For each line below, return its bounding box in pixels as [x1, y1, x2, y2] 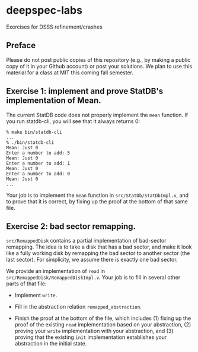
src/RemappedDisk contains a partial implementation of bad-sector [6, 237, 167, 244]
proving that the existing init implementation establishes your [14, 334, 167, 341]
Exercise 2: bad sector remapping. [6, 221, 136, 231]
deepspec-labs [6, 4, 83, 17]
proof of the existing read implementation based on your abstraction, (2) [14, 321, 191, 328]
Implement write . [14, 292, 58, 299]
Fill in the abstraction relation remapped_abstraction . [14, 303, 142, 310]
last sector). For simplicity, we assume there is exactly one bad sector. [6, 256, 178, 263]
